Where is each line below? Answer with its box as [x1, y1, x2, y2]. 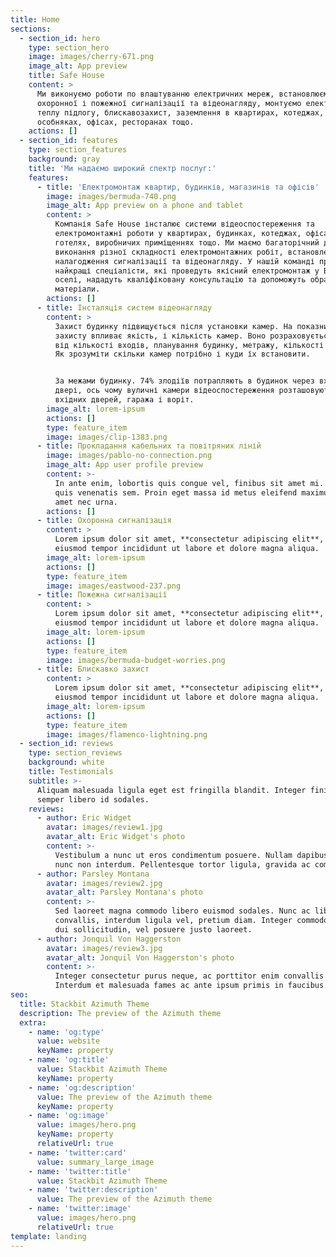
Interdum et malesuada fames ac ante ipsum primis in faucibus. [54, 981, 329, 991]
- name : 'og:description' [28, 1082, 137, 1093]
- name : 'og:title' [28, 1055, 110, 1065]
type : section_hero [28, 42, 110, 53]
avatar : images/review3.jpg [46, 943, 163, 953]
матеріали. [54, 284, 101, 295]
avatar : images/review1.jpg [46, 822, 163, 833]
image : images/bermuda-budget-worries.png [46, 655, 226, 665]
